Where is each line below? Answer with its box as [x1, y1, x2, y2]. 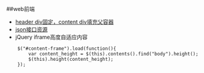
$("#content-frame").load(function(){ [17, 46, 116, 52]
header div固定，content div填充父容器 [15, 18, 114, 26]
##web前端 [6, 5, 35, 12]
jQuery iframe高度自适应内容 [15, 33, 88, 41]
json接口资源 [15, 26, 48, 33]
